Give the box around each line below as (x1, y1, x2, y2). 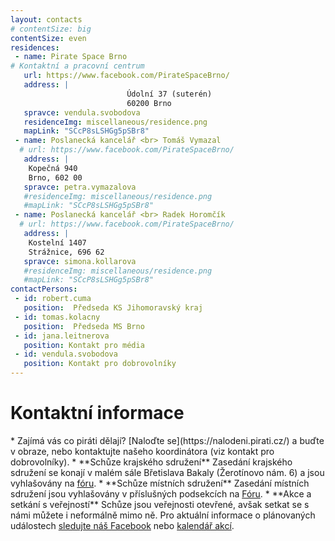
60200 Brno (126, 98, 172, 108)
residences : (10, 42, 60, 53)
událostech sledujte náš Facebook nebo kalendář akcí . (10, 519, 235, 531)
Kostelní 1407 (28, 237, 87, 248)
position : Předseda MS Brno (23, 321, 145, 331)
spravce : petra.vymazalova (23, 182, 137, 192)
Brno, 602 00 (28, 172, 83, 183)
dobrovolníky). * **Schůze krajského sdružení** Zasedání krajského (10, 456, 293, 468)
